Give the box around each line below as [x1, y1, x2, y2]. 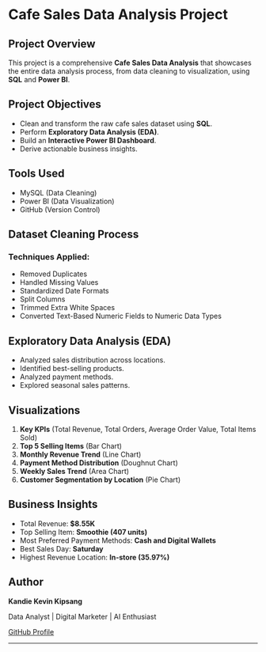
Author [8, 575, 44, 589]
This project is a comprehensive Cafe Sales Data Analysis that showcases [8, 58, 252, 67]
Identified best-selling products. [19, 364, 124, 373]
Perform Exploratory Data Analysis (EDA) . [19, 127, 160, 136]
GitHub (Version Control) [19, 204, 101, 214]
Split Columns [19, 294, 66, 304]
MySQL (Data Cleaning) [19, 188, 97, 197]
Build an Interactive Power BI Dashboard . [19, 135, 157, 145]
